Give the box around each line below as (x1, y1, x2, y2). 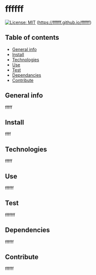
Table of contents (5, 33, 59, 42)
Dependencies (5, 226, 50, 234)
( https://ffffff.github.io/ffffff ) (36, 19, 92, 25)
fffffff (5, 212, 16, 218)
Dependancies (12, 72, 41, 78)
